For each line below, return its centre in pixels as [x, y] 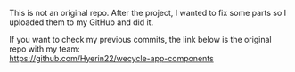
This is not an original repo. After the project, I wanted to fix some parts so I [148, 13]
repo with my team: [45, 49]
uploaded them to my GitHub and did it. [82, 22]
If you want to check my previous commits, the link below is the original [140, 40]
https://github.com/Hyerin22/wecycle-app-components [111, 58]
